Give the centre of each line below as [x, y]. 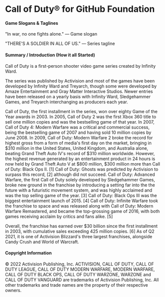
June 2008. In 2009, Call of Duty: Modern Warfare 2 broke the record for [79, 137]
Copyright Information [28, 253]
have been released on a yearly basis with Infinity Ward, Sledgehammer [78, 96]
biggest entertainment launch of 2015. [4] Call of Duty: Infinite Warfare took [82, 201]
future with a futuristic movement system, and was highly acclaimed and [79, 190]
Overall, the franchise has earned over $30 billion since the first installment [81, 226]
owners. [13, 290]
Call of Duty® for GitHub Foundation [80, 9]
